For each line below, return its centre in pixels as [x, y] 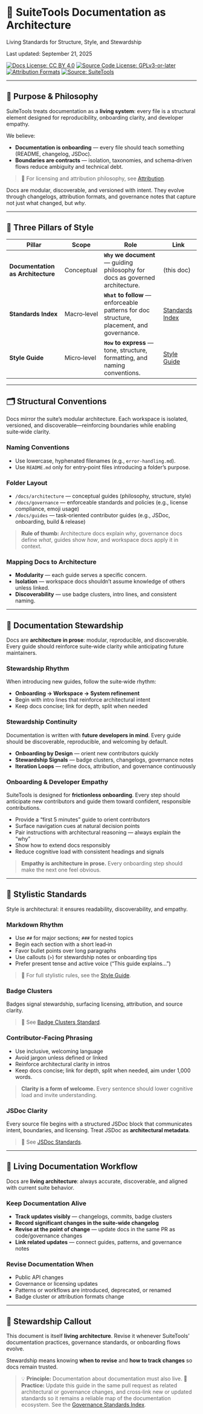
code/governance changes [49, 1236]
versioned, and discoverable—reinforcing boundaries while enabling [91, 425]
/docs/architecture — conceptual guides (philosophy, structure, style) [103, 496]
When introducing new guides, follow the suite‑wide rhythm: [81, 682]
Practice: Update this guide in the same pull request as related [99, 1386]
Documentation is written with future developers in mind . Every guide [94, 735]
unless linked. [32, 588]
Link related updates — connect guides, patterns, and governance [98, 1242]
